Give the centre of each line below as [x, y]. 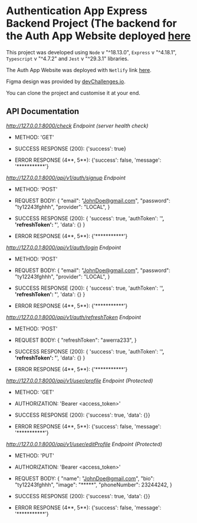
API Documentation [43, 111]
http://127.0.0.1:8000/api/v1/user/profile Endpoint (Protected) [80, 380]
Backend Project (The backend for [91, 23]
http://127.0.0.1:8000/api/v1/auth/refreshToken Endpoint [74, 317]
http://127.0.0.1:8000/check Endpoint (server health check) [77, 126]
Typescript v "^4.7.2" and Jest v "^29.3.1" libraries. [68, 58]
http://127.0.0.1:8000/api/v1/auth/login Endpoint [64, 247]
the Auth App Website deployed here [98, 36]
